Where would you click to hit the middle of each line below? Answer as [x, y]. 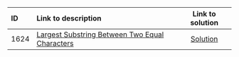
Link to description [69, 18]
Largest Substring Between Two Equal [100, 34]
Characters [55, 43]
